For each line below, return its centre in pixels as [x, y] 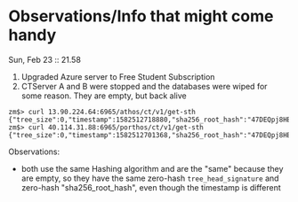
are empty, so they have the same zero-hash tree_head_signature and [150, 178]
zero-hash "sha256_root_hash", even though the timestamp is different [151, 187]
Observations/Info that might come [141, 16]
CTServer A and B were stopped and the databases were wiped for [144, 86]
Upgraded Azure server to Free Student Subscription [118, 76]
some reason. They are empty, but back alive [104, 96]
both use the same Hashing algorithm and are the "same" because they [152, 168]
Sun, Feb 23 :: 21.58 [45, 59]
